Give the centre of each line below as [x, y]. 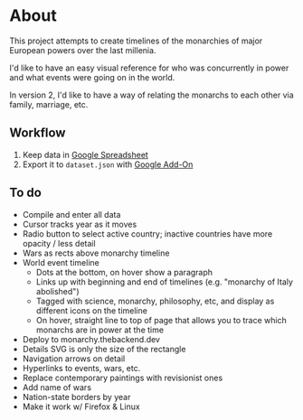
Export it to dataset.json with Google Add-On [108, 164]
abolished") [57, 291]
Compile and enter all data [71, 214]
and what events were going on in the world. [92, 77]
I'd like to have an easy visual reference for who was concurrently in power [149, 68]
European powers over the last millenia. [83, 50]
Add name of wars [57, 387]
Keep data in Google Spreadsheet [85, 154]
